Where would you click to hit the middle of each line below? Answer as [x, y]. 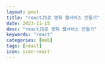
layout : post [23, 12]
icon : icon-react [28, 52]
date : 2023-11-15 [28, 23]
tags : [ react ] [24, 46]
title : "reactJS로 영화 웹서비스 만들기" [53, 18]
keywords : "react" [29, 35]
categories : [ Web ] [29, 40]
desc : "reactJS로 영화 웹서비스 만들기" [52, 29]
